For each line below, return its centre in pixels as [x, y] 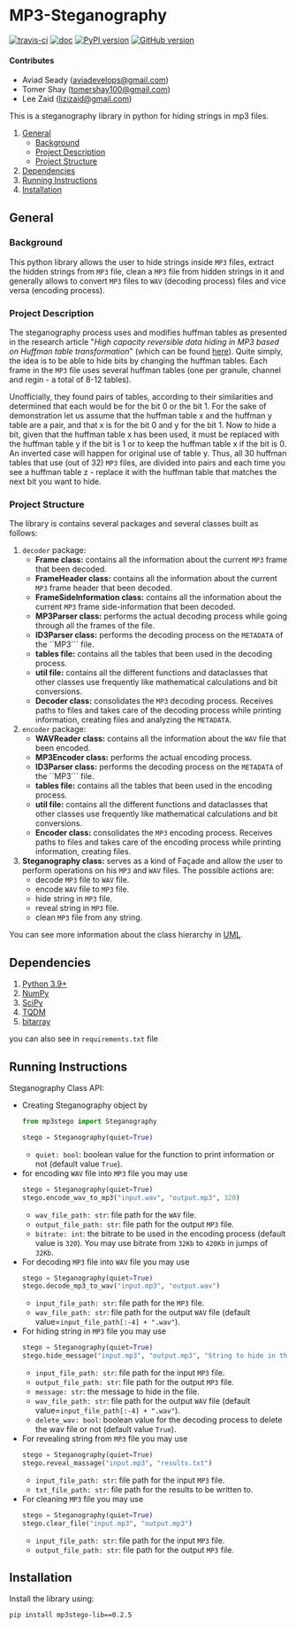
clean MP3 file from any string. [89, 917]
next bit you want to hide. [55, 482]
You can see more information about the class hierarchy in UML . [126, 935]
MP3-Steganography [88, 16]
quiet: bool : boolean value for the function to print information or [155, 1154]
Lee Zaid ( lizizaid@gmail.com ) [77, 99]
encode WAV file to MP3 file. [82, 889]
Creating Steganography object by [85, 1105]
